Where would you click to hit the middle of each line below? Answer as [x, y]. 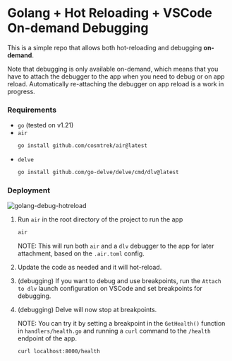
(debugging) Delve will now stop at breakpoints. [87, 310]
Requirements [32, 110]
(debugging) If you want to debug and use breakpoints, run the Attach [119, 281]
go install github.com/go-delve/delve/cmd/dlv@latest [98, 172]
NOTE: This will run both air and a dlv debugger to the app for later [116, 246]
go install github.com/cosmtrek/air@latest [83, 146]
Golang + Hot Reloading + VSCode [110, 13]
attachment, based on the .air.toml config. [81, 253]
